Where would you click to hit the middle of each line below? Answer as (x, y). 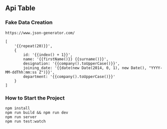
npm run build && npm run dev (37, 112)
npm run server (21, 117)
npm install (18, 108)
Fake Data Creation (29, 22)
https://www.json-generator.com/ (40, 33)
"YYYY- (156, 68)
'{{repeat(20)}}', (33, 46)
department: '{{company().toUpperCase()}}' (69, 76)
